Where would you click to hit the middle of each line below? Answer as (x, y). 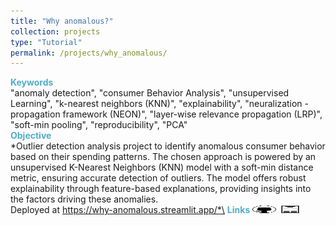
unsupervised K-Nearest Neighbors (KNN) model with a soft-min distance (162, 167)
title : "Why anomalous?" (62, 21)
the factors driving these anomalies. (84, 199)
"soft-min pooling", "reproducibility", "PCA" (99, 125)
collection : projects (55, 31)
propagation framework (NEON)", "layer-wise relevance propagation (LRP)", (166, 114)
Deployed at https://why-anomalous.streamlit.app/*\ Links (130, 210)
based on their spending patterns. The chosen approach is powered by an (163, 157)
